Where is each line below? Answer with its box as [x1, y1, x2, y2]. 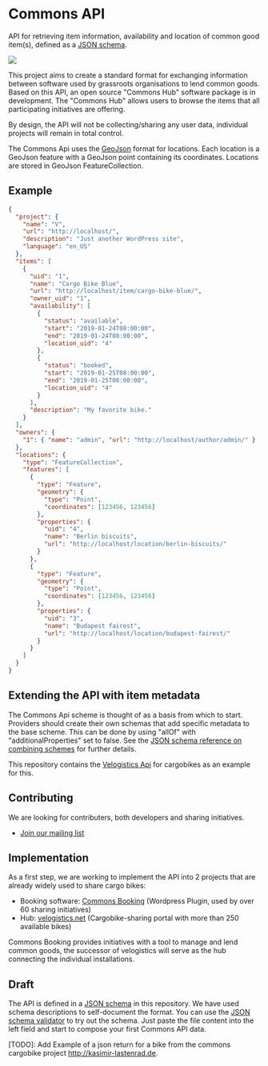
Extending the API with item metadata [8, 689, 201, 703]
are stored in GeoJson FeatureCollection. [8, 161, 144, 170]
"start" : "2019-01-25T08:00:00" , [43, 369, 156, 377]
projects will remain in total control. [8, 128, 124, 138]
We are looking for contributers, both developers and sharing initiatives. [8, 812, 245, 822]
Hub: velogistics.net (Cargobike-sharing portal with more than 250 [19, 913, 239, 923]
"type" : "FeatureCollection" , [22, 458, 124, 467]
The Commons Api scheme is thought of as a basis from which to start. [8, 710, 243, 719]
